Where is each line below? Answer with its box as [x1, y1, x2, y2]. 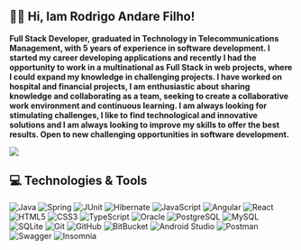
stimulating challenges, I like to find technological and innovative [9, 109, 259, 120]
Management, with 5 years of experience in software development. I [9, 42, 270, 53]
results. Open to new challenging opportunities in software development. [9, 128, 290, 140]
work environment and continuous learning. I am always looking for [9, 100, 268, 111]
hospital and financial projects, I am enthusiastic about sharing [9, 80, 251, 91]
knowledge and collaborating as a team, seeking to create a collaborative [9, 90, 289, 101]
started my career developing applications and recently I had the [9, 51, 257, 63]
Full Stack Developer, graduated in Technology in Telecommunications [9, 32, 279, 43]
